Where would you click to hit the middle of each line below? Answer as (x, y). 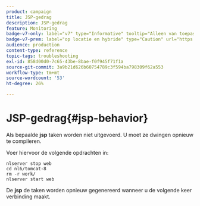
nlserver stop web (29, 163)
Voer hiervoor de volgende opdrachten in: (57, 152)
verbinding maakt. (28, 196)
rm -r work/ (21, 174)
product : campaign (29, 12)
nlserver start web (30, 179)
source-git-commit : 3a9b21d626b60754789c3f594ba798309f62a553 (85, 67)
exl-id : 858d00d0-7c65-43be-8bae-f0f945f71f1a (65, 61)
